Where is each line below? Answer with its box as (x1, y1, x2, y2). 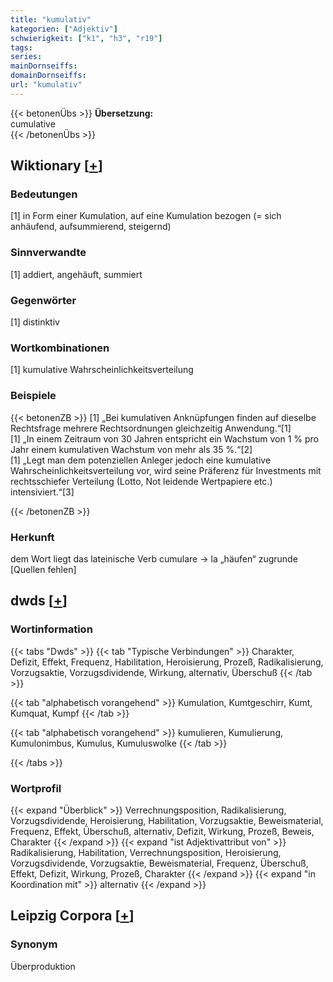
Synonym (10, 937, 58, 951)
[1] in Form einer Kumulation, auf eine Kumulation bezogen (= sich (10, 210, 282, 222)
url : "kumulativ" (10, 80, 83, 90)
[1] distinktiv (10, 316, 60, 328)
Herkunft (10, 530, 55, 544)
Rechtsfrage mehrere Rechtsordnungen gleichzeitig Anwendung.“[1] (10, 422, 292, 434)
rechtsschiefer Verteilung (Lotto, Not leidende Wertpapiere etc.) (10, 475, 273, 487)
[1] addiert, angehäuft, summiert (10, 268, 143, 280)
